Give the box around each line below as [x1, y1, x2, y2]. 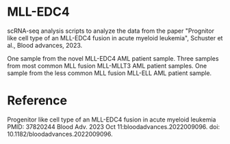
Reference [7, 93, 67, 109]
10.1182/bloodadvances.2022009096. [7, 130, 113, 138]
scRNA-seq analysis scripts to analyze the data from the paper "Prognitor [7, 27, 214, 35]
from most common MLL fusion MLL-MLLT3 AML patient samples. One [7, 61, 207, 70]
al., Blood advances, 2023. [7, 41, 83, 49]
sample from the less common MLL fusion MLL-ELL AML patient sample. [7, 69, 212, 77]
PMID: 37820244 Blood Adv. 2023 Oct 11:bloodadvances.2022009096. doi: [7, 122, 220, 130]
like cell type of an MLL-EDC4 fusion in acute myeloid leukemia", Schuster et [7, 33, 223, 42]
